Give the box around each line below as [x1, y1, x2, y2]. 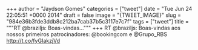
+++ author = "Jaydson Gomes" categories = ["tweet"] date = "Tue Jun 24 [6, 5, 193, 12]
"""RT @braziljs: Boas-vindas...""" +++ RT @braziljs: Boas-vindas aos [6, 24, 180, 31]
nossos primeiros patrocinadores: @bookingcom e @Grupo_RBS [6, 31, 168, 38]
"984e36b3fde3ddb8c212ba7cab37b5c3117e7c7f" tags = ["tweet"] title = [6, 18, 189, 25]
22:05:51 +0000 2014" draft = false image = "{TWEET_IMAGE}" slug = [6, 11, 182, 19]
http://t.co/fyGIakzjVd [6, 37, 61, 44]
